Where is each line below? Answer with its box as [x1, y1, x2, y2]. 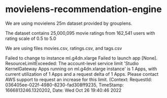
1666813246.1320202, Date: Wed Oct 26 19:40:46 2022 [5, 87, 122, 93]
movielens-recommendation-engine [5, 4, 162, 15]
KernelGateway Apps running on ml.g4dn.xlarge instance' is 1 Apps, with [5, 66, 157, 72]
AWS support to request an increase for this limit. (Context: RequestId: [5, 76, 152, 82]
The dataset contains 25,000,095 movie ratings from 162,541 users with [5, 30, 155, 36]
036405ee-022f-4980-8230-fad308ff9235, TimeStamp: [5, 82, 124, 88]
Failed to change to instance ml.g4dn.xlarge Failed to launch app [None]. [5, 55, 158, 61]
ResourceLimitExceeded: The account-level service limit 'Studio [5, 60, 139, 66]
